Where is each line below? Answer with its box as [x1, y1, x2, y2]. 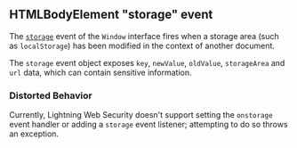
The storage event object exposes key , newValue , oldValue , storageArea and [9, 57, 285, 68]
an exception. [9, 128, 60, 139]
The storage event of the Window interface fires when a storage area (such [9, 30, 280, 41]
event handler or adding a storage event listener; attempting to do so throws [9, 119, 288, 130]
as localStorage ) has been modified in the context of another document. [9, 40, 276, 51]
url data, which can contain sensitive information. [9, 67, 193, 78]
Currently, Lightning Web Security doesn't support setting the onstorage [9, 110, 273, 120]
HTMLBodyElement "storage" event [9, 7, 213, 22]
